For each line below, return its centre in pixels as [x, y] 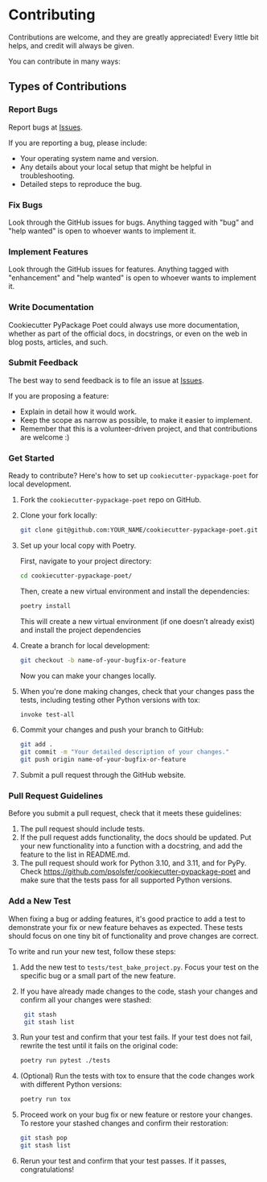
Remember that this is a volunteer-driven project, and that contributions [138, 428]
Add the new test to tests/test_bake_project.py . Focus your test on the [139, 967]
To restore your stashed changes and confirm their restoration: [124, 1123]
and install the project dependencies [80, 630]
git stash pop [43, 1138]
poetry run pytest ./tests [65, 1060]
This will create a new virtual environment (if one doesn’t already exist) [137, 621]
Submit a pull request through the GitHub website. [103, 775]
